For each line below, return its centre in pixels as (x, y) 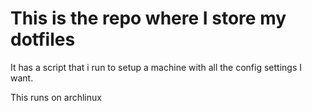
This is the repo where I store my (148, 18)
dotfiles (43, 39)
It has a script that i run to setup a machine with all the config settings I (156, 67)
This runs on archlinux (56, 97)
